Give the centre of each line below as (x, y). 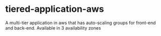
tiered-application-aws (55, 9)
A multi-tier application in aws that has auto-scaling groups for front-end (80, 23)
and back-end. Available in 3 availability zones (53, 28)
